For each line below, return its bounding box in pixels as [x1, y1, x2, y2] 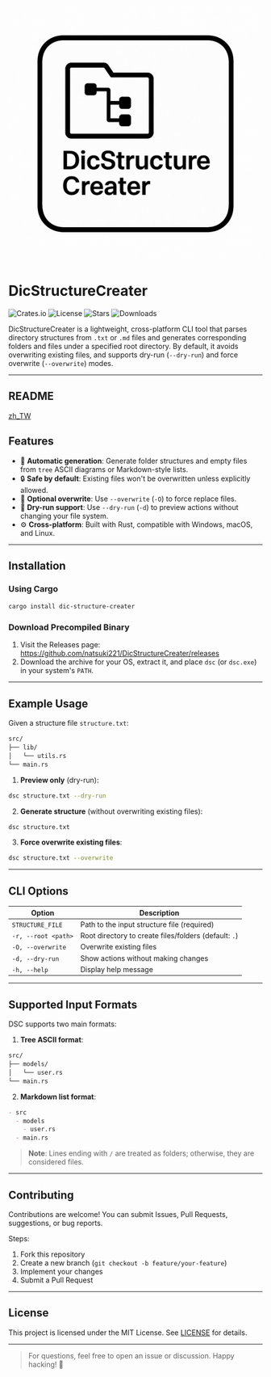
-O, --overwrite [11, 944, 67, 952]
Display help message [80, 964, 153, 974]
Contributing [8, 1188, 74, 1202]
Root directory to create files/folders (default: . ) [80, 931, 239, 941]
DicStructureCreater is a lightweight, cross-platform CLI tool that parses [8, 324, 248, 334]
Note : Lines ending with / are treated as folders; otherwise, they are [27, 1148, 255, 1158]
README [8, 390, 54, 403]
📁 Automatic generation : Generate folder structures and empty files [19, 456, 248, 465]
